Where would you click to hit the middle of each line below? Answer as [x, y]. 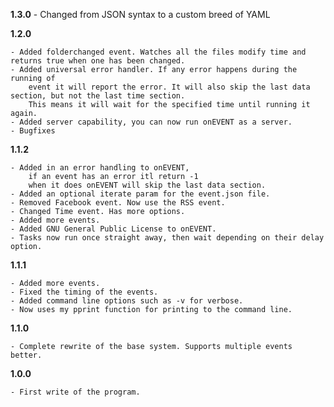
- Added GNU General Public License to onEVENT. [113, 229]
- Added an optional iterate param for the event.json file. [140, 194]
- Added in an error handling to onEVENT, [100, 168]
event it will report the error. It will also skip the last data [169, 87]
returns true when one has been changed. [98, 61]
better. [26, 355]
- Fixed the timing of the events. [84, 292]
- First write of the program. [75, 392]
